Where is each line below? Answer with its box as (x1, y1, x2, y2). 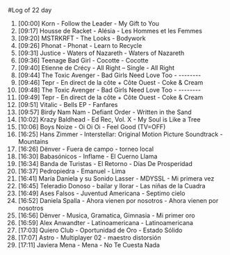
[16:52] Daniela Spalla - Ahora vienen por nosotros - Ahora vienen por (17, 197, 219, 204)
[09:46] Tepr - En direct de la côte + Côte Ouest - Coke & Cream (17, 79, 204, 86)
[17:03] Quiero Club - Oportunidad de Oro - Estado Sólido (17, 226, 183, 234)
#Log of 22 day (8, 6, 52, 14)
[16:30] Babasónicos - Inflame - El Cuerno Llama (17, 152, 158, 161)
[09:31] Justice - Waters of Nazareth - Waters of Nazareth (17, 49, 185, 57)
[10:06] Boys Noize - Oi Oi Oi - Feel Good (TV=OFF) (17, 123, 166, 131)
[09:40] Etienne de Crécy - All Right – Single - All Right (17, 64, 174, 72)
